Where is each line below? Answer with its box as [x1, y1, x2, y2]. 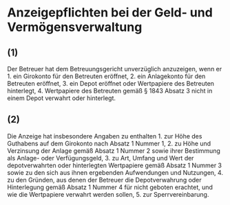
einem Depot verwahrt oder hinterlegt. [7, 94, 116, 102]
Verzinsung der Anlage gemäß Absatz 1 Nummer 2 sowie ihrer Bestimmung [7, 146, 220, 155]
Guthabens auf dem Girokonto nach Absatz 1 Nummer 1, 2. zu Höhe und [7, 139, 211, 147]
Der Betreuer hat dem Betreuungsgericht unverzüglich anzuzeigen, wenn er [7, 65, 222, 73]
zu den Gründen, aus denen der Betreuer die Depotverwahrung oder [7, 176, 202, 184]
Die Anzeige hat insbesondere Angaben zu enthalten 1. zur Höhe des [7, 132, 202, 140]
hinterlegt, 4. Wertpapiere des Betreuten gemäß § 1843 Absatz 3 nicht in [7, 87, 213, 95]
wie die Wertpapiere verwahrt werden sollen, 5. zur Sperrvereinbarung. [7, 190, 209, 198]
